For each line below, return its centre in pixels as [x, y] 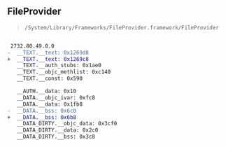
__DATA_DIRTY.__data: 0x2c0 [57, 130]
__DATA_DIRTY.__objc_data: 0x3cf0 [67, 124]
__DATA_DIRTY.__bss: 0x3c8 [56, 137]
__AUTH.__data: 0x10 [47, 91]
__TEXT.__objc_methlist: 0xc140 [64, 72]
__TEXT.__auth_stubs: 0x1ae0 [59, 66]
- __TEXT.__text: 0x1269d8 [48, 52]
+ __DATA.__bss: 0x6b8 [42, 117]
